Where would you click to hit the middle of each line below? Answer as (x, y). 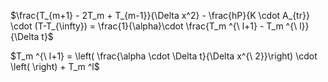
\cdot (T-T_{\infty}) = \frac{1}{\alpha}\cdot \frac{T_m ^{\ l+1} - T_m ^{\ (154, 26)
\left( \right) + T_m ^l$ (55, 66)
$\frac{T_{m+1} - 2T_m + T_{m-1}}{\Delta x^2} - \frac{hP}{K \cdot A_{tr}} (160, 15)
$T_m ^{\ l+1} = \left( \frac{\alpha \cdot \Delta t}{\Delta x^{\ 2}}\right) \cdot (164, 56)
